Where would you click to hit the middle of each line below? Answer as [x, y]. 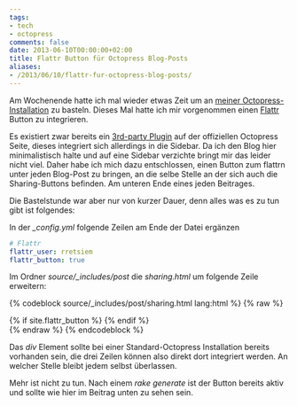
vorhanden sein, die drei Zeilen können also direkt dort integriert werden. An [148, 356]
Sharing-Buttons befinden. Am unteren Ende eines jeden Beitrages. [132, 183]
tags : [19, 17]
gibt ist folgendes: [42, 210]
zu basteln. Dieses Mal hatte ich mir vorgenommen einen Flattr [165, 109]
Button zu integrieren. [49, 119]
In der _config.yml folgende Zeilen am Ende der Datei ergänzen [125, 227]
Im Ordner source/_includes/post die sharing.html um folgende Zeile [134, 277]
